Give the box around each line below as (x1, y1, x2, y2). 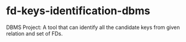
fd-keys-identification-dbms (6, 4, 151, 18)
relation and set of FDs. (6, 30, 63, 37)
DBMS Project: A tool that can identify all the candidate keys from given (6, 24, 180, 31)
